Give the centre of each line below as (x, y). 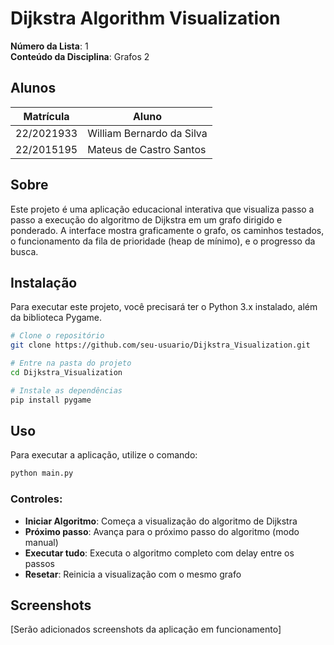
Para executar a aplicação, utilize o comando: (104, 455)
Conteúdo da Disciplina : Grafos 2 (80, 56)
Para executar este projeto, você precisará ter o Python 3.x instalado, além (164, 307)
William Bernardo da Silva (147, 133)
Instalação (44, 282)
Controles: (36, 499)
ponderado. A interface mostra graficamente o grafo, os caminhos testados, (167, 230)
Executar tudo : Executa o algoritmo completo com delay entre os (159, 553)
